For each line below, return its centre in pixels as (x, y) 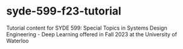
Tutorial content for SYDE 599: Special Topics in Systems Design (87, 28)
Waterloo (18, 41)
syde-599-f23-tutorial (64, 11)
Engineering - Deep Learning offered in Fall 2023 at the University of (91, 34)
